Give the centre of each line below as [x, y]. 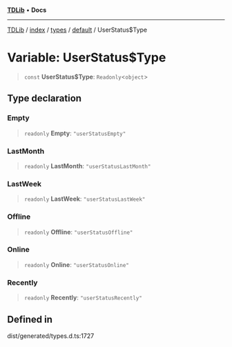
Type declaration [44, 98]
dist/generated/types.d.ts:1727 [51, 336]
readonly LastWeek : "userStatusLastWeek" [85, 199]
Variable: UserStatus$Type [87, 58]
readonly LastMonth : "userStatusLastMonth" [87, 166]
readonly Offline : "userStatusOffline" [78, 232]
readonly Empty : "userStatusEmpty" [75, 133]
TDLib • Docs [27, 10]
